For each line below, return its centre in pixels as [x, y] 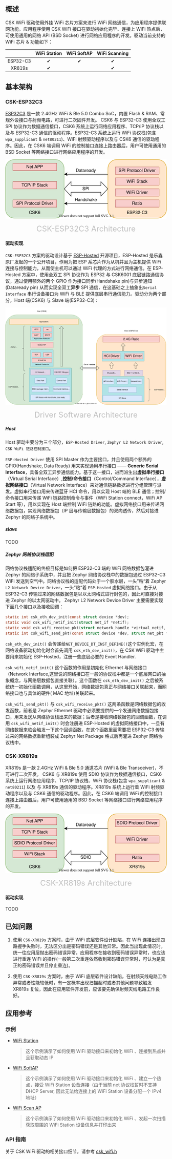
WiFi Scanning [113, 53]
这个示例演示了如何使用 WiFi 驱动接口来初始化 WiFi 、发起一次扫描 [96, 1118]
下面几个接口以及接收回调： [35, 607]
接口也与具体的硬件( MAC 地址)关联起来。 [54, 693]
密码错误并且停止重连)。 [47, 965]
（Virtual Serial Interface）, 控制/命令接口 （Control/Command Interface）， [83, 479]
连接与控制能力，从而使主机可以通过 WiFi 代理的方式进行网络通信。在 [79, 268]
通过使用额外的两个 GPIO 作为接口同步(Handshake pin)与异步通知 [83, 281]
